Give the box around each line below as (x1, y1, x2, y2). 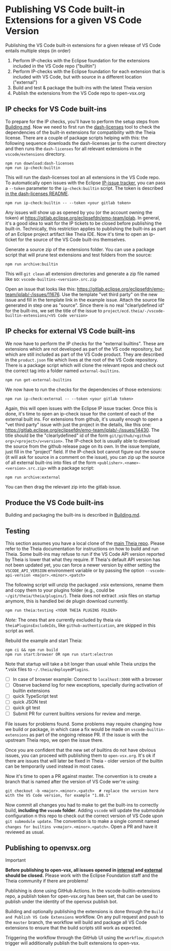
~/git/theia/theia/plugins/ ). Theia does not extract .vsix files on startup (5, 593, 160, 599)
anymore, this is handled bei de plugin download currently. (5, 598, 129, 604)
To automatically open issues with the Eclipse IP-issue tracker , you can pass (5, 180, 166, 186)
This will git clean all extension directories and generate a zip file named (5, 271, 160, 277)
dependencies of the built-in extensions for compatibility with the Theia (5, 129, 156, 135)
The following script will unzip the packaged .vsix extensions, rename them (5, 582, 164, 588)
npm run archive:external (5, 475, 60, 480)
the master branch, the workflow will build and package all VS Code (5, 919, 147, 925)
